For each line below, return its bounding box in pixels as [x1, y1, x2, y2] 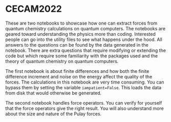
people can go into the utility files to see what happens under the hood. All [5, 36, 162, 43]
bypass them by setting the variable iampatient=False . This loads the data [5, 84, 162, 90]
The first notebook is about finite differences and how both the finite [5, 68, 149, 74]
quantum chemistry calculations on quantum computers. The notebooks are [5, 25, 165, 31]
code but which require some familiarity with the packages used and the [5, 52, 158, 59]
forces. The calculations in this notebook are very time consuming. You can [5, 79, 164, 85]
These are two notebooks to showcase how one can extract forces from [5, 20, 158, 26]
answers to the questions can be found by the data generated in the [5, 42, 148, 48]
